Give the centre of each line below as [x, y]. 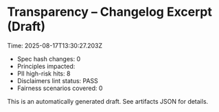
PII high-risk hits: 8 [44, 74]
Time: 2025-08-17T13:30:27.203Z [55, 45]
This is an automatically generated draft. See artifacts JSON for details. [108, 101]
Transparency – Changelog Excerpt [110, 12]
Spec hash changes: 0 [49, 58]
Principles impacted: [46, 66]
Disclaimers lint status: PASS [57, 80]
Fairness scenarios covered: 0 [60, 88]
